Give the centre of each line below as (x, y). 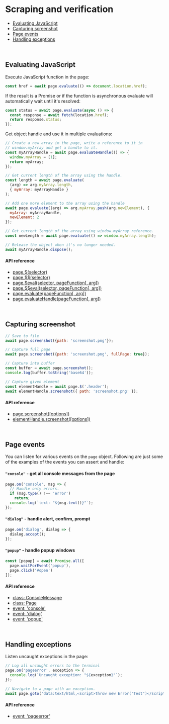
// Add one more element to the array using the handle (65, 203)
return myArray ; (27, 162)
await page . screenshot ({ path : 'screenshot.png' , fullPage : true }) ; (77, 354)
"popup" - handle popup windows (40, 550)
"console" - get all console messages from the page (60, 473)
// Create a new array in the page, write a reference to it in (74, 143)
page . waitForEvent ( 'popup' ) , (40, 566)
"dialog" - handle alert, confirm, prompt (48, 519)
